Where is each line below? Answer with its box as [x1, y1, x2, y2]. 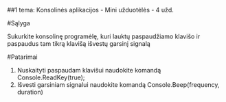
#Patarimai [7, 53, 38, 61]
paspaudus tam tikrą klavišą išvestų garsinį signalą [7, 40, 151, 47]
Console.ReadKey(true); [16, 73, 85, 81]
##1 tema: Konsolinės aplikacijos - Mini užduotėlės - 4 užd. [7, 6, 174, 14]
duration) [16, 88, 43, 96]
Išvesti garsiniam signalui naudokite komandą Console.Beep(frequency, [16, 81, 220, 88]
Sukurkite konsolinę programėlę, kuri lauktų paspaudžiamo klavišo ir [7, 32, 201, 40]
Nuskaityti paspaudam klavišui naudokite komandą [16, 66, 161, 74]
